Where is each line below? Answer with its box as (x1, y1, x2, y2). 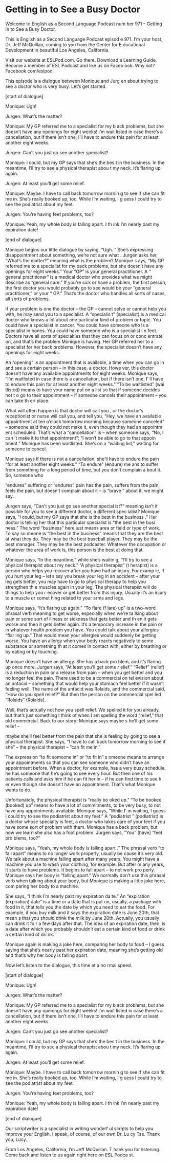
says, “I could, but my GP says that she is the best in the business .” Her (5, 514, 157, 520)
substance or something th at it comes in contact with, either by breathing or (5, 643, 167, 649)
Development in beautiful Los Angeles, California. (5, 47, 110, 53)
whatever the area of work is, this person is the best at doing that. (5, 547, 144, 553)
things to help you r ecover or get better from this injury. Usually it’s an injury (5, 589, 167, 595)
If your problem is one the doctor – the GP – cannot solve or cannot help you (5, 305, 166, 312)
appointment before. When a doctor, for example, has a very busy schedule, (5, 765, 166, 771)
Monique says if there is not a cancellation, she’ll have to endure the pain (5, 456, 159, 462)
